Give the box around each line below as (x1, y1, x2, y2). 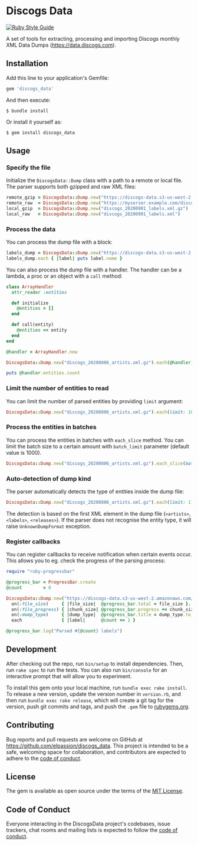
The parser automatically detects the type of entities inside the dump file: (6, 488, 184, 495)
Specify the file (6, 163, 51, 171)
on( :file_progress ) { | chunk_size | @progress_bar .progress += (11, 606, 167, 613)
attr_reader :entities (11, 289, 67, 295)
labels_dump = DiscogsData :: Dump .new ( (6, 250, 101, 256)
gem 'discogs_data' (6, 86, 54, 92)
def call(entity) (11, 322, 54, 328)
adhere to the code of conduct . (6, 755, 82, 762)
